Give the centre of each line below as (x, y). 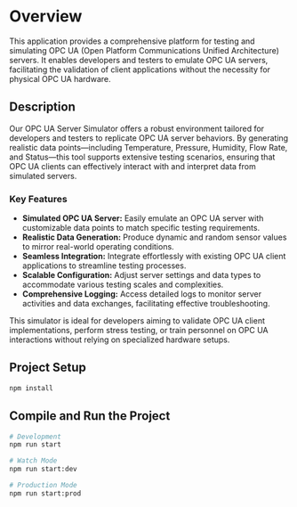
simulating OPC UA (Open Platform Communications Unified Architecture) (144, 50)
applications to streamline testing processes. (104, 266)
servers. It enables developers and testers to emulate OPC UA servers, (139, 60)
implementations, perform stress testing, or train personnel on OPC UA (139, 331)
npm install (31, 388)
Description (42, 107)
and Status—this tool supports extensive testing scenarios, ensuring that (142, 157)
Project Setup (48, 368)
